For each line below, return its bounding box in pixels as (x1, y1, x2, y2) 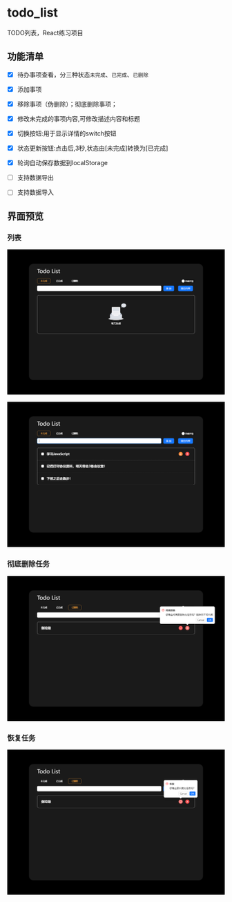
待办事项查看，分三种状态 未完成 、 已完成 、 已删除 (17, 71, 148, 79)
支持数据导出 (17, 173, 54, 182)
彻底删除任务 (7, 559, 50, 569)
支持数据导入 (17, 188, 54, 196)
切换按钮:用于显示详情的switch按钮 (17, 129, 117, 138)
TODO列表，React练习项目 (7, 28, 84, 37)
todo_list (7, 5, 59, 21)
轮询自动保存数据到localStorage (17, 159, 108, 167)
